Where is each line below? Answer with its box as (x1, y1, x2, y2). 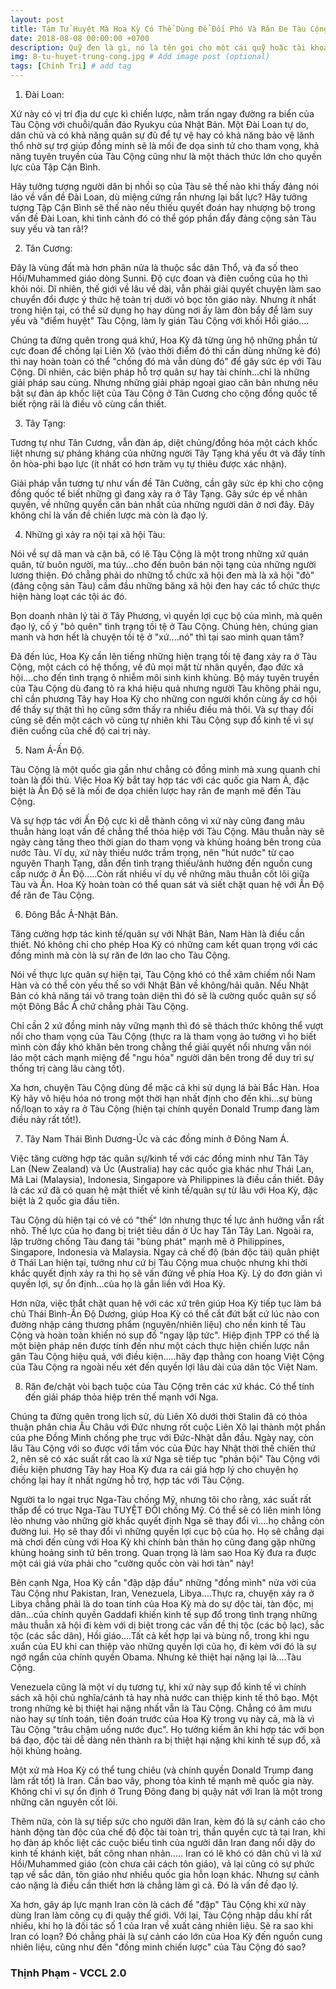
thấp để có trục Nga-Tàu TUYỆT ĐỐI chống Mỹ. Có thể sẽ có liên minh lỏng (10, 1504, 322, 1516)
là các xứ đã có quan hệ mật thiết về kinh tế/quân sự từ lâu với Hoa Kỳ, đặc (10, 1184, 318, 1196)
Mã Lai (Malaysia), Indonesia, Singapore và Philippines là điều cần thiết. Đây (10, 1174, 325, 1185)
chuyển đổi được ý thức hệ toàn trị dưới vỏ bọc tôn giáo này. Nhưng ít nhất (10, 294, 317, 305)
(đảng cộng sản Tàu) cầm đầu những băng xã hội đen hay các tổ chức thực (10, 580, 321, 591)
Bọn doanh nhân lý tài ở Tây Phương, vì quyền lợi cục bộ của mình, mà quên (10, 610, 323, 621)
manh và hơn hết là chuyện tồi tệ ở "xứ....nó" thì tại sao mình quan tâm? (10, 631, 305, 643)
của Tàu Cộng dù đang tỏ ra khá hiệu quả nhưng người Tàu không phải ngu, (10, 682, 322, 694)
